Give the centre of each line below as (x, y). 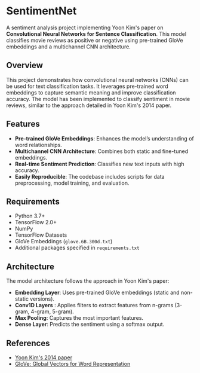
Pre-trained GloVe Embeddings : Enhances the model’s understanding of (104, 138)
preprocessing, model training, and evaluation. (72, 183)
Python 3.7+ (30, 216)
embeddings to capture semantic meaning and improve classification (91, 92)
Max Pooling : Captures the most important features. (79, 318)
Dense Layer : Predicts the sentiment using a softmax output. (90, 325)
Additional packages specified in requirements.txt (77, 248)
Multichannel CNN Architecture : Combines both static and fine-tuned (101, 151)
